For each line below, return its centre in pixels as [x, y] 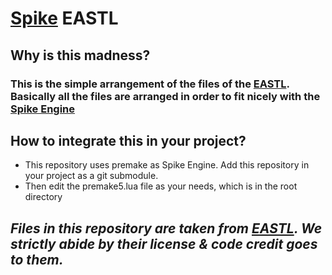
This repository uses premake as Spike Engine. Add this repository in [167, 165]
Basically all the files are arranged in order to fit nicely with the [165, 96]
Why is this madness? [80, 55]
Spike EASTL [64, 18]
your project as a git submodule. [91, 176]
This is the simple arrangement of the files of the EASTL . [150, 84]
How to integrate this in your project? [128, 140]
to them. [37, 259]
